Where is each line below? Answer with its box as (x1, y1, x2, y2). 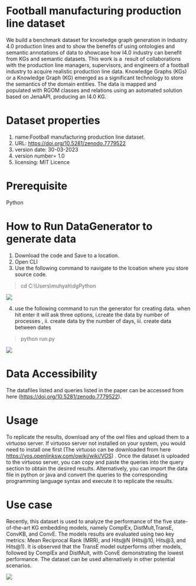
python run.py (20, 335, 55, 342)
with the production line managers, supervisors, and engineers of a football (6, 61, 190, 69)
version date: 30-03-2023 (14, 146, 79, 153)
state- (173, 517, 188, 525)
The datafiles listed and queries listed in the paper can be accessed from (6, 386, 184, 393)
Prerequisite (6, 180, 68, 193)
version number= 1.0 (14, 152, 65, 159)
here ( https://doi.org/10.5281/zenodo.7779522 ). (6, 393, 122, 400)
